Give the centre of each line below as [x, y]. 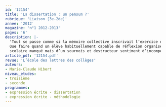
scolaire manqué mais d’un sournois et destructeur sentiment [75, 51]
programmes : [17, 88]
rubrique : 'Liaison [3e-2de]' [36, 19]
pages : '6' [16, 33]
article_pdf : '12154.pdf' [32, 55]
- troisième [17, 78]
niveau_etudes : [21, 74]
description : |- [22, 37]
